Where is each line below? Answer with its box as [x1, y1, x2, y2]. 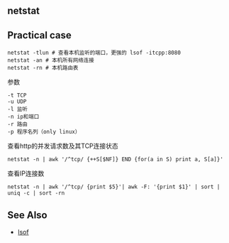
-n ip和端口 [7, 113, 40, 121]
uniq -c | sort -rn [7, 190, 65, 197]
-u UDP [7, 98, 27, 105]
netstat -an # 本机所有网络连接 [7, 57, 94, 64]
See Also [7, 209, 48, 221]
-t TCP [7, 92, 27, 99]
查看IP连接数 [7, 169, 45, 178]
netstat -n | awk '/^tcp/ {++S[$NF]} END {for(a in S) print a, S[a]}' [7, 156, 223, 163]
